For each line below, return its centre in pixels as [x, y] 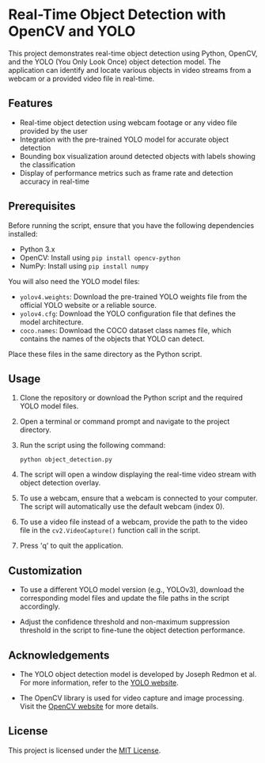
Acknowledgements [59, 655]
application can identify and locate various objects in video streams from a [130, 70]
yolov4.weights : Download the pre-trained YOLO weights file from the [133, 296]
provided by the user [54, 131]
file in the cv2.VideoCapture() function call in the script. [110, 530]
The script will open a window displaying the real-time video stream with [138, 475]
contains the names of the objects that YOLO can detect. [112, 339]
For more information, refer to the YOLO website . [99, 683]
